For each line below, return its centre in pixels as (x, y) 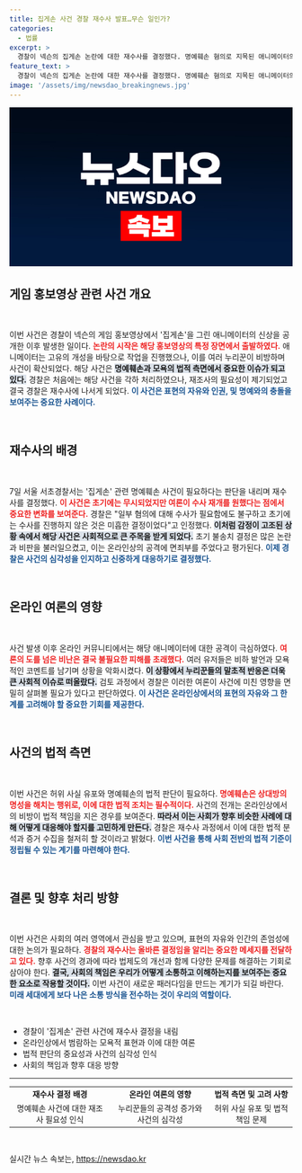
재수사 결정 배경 (60, 1094)
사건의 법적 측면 (50, 753)
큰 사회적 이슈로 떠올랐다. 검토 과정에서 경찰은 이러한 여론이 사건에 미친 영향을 (146, 681)
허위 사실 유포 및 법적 (251, 1108)
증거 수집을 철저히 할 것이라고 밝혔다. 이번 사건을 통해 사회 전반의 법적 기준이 (159, 838)
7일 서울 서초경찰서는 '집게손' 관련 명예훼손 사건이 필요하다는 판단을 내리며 (140, 491)
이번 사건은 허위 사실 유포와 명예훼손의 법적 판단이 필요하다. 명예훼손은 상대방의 (148, 793)
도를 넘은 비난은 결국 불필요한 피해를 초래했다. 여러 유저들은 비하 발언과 (149, 659)
